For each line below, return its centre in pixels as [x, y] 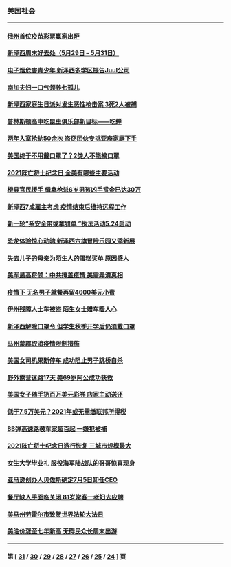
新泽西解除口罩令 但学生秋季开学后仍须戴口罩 [71, 326]
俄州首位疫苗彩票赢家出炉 [43, 36]
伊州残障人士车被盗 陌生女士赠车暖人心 [62, 309]
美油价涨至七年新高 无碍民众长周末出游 [62, 531]
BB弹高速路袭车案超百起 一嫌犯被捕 [57, 428]
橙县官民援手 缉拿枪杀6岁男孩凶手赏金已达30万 [74, 190]
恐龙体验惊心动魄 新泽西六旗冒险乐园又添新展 [71, 241]
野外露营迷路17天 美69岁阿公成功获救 [60, 377]
